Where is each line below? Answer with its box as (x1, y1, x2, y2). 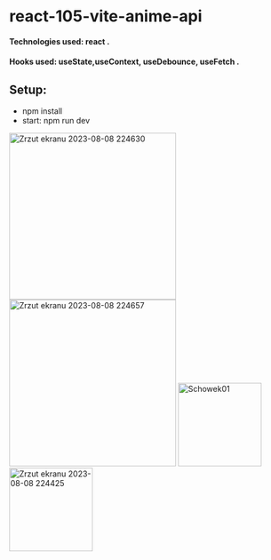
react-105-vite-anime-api (9, 6, 203, 27)
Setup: (9, 82, 47, 97)
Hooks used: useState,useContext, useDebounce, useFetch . (9, 56, 240, 68)
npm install (21, 106, 63, 116)
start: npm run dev (21, 116, 91, 126)
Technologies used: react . (9, 36, 110, 46)
